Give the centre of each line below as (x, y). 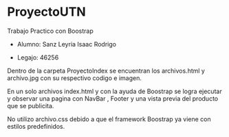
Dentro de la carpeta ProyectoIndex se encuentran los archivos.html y (106, 71)
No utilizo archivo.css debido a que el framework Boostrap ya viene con (109, 119)
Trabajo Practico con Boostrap (51, 31)
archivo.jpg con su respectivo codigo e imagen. (75, 78)
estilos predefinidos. (36, 126)
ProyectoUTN (46, 12)
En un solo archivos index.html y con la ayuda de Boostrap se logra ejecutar (115, 91)
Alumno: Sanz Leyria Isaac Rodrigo (67, 44)
